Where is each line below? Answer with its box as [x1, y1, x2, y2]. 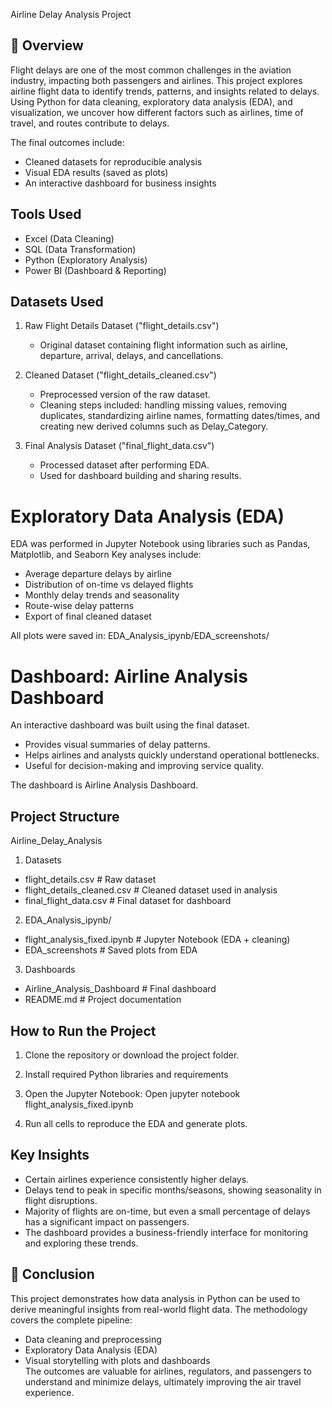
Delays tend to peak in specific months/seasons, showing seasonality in [24, 1184, 322, 1196]
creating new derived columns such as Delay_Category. [39, 420, 269, 433]
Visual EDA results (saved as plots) [24, 166, 169, 178]
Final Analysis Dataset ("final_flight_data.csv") [24, 440, 215, 452]
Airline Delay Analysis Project [10, 9, 132, 20]
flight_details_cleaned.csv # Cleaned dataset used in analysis [24, 884, 278, 896]
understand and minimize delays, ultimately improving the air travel [24, 1375, 302, 1388]
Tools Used [10, 206, 82, 223]
